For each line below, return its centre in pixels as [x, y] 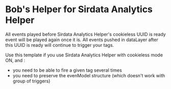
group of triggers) [31, 81]
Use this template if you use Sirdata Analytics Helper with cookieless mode [84, 55]
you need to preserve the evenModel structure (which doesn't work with [89, 75]
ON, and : [15, 60]
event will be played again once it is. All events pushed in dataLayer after [82, 40]
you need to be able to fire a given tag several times [67, 70]
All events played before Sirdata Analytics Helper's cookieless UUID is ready [86, 34]
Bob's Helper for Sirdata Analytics [79, 9]
